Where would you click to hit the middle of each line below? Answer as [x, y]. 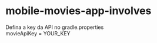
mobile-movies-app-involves [78, 11]
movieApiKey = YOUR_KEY [38, 33]
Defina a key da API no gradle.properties [55, 27]
